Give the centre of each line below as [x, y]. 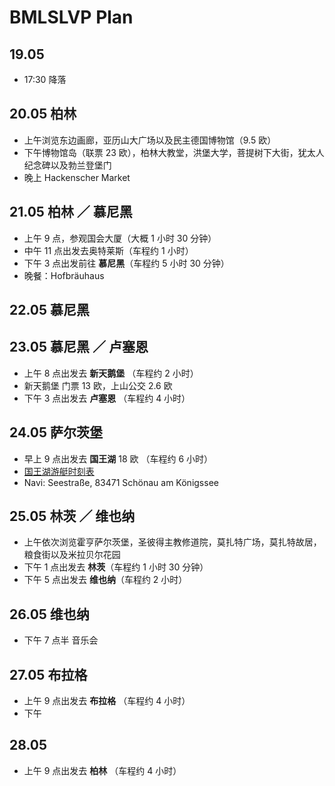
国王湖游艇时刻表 [59, 471]
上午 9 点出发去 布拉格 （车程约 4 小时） [107, 701]
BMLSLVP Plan [71, 17]
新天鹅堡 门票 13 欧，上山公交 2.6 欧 [98, 385]
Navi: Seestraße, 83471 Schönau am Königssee [121, 482]
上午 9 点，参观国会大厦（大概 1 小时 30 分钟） [120, 238]
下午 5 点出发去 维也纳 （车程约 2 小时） [105, 580]
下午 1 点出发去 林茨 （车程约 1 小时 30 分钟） [116, 567]
